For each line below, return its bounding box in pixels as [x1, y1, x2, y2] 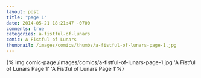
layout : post [6, 8, 39, 15]
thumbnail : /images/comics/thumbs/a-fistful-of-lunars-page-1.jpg [6, 43, 177, 49]
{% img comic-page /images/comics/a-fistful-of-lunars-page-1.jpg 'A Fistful [6, 58, 196, 66]
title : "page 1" [6, 14, 47, 20]
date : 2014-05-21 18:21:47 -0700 [6, 20, 91, 26]
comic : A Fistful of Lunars [6, 37, 77, 43]
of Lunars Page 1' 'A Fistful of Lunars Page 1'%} [6, 65, 125, 72]
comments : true [6, 25, 45, 32]
